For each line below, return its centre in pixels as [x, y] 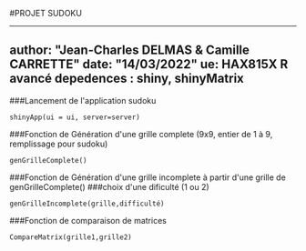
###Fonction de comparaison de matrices [88, 220]
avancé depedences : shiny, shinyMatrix [127, 79]
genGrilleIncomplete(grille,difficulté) [87, 204]
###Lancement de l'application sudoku [83, 100]
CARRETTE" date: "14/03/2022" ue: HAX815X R [149, 64]
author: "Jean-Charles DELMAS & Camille [130, 50]
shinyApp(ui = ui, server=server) [75, 117]
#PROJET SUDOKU [46, 13]
